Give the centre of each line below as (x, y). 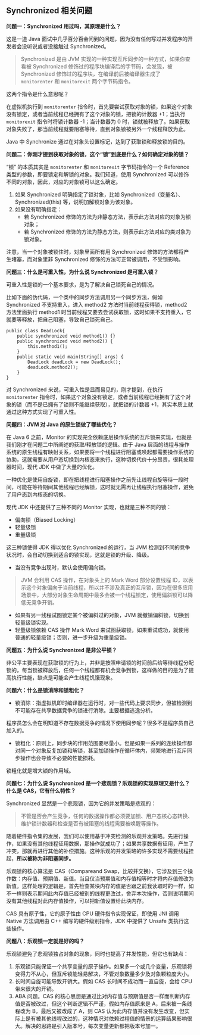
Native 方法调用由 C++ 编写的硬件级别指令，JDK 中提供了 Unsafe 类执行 (95, 921)
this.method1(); (48, 346)
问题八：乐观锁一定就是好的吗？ (45, 941)
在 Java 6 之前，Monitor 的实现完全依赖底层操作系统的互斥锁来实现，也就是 (99, 437)
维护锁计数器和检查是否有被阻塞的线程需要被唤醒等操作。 (91, 823)
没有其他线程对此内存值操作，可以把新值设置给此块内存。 (76, 900)
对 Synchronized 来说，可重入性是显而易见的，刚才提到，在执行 (85, 389)
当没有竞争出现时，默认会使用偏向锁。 (62, 567)
